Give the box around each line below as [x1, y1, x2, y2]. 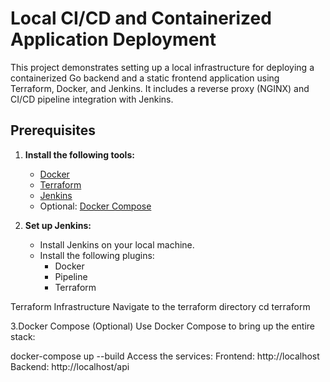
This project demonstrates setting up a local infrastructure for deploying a [10, 61, 315, 73]
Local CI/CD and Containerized [10, 7, 272, 30]
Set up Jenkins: [24, 219, 92, 231]
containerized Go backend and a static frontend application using [10, 72, 280, 84]
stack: [10, 330, 36, 342]
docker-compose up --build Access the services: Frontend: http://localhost [10, 350, 320, 362]
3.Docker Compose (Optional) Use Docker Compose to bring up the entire [10, 320, 316, 332]
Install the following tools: [24, 148, 135, 161]
